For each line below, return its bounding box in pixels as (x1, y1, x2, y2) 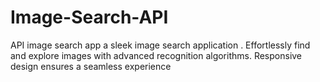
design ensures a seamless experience (10, 60, 172, 72)
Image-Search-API (10, 6, 169, 29)
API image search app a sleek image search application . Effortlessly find (10, 39, 311, 51)
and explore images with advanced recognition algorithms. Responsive (10, 49, 303, 61)
